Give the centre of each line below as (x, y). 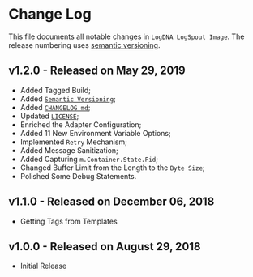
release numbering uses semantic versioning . (84, 45)
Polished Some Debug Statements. (78, 176)
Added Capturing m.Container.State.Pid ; (89, 159)
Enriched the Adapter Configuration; (81, 124)
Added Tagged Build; (56, 90)
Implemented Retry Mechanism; (73, 142)
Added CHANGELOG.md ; (55, 107)
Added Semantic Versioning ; (68, 99)
